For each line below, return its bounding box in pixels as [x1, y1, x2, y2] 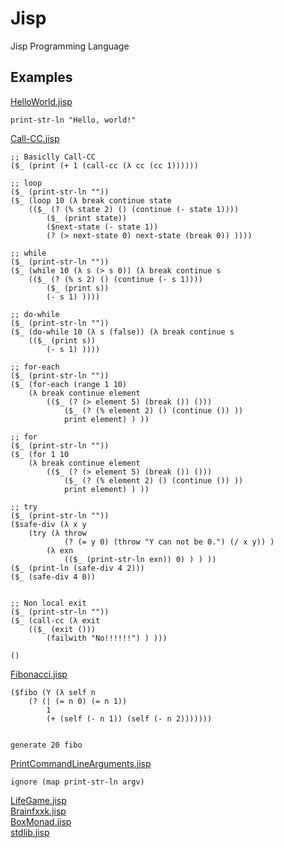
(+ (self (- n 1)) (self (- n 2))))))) [46, 713, 213, 724]
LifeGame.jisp [10, 794, 67, 806]
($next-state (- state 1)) [46, 222, 159, 232]
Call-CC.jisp [10, 132, 60, 144]
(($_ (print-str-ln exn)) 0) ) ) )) [63, 554, 217, 564]
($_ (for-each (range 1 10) [10, 379, 128, 389]
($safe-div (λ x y [10, 519, 87, 529]
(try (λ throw [28, 528, 87, 538]
